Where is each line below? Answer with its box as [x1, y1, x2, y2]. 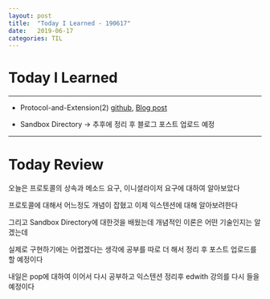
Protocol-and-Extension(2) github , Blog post [19, 103, 167, 113]
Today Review [8, 156, 104, 174]
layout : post [8, 11, 52, 20]
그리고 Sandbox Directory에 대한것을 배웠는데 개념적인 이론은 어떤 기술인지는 [8, 218, 253, 227]
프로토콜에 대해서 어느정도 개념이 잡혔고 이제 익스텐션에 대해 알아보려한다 [8, 200, 239, 210]
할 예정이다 [8, 255, 43, 264]
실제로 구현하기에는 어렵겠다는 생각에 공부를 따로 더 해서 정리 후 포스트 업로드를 [8, 244, 257, 254]
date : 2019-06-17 [8, 27, 74, 35]
